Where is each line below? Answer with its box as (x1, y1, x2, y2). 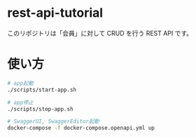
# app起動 (7, 79, 34, 87)
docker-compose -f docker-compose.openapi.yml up (7, 125, 155, 132)
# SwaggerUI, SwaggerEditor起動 (7, 118, 99, 125)
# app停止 (7, 99, 34, 106)
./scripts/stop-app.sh (7, 105, 73, 113)
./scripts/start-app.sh (7, 86, 77, 93)
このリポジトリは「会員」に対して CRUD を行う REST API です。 (7, 29, 193, 37)
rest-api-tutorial (7, 5, 104, 21)
